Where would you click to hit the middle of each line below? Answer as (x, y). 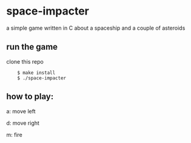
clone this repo (25, 61)
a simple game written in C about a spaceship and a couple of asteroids (96, 28)
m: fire (15, 135)
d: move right (23, 123)
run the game (32, 47)
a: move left (21, 111)
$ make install (36, 73)
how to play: (30, 97)
